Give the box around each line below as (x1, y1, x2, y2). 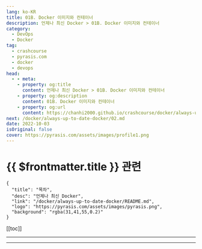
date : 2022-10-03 (6, 121, 50, 127)
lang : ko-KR (6, 8, 36, 15)
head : (6, 71, 20, 77)
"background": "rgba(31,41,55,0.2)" (11, 209, 103, 215)
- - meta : (11, 76, 36, 82)
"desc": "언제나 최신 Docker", (11, 193, 84, 199)
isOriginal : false (6, 127, 52, 133)
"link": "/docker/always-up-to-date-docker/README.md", (11, 198, 155, 204)
